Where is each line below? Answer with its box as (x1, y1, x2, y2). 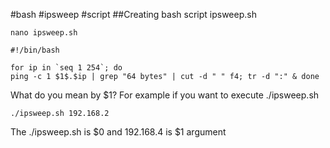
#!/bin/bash (10, 45, 60, 55)
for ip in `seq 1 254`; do (10, 63, 123, 73)
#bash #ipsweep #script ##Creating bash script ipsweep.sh (10, 9, 257, 20)
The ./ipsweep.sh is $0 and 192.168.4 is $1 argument (10, 126, 227, 138)
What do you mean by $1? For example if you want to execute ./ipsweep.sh (10, 89, 320, 101)
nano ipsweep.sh (10, 28, 78, 38)
